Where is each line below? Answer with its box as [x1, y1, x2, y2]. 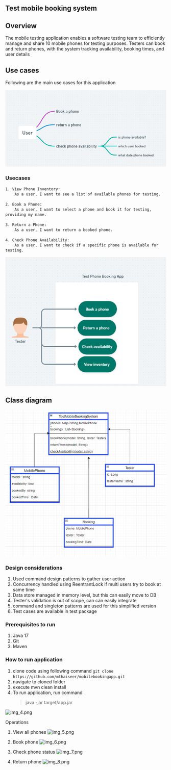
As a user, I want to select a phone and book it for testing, [14, 207, 152, 212]
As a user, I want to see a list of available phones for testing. [14, 192, 161, 197]
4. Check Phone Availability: [5, 238, 70, 243]
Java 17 [12, 632, 29, 639]
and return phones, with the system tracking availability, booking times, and [5, 46, 164, 52]
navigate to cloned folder [12, 678, 66, 685]
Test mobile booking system [5, 4, 97, 13]
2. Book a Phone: [5, 202, 42, 207]
